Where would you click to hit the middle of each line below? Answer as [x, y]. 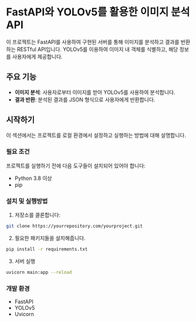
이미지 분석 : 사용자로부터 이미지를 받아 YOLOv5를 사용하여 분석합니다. [95, 92]
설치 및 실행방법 [27, 201]
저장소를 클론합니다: [37, 215]
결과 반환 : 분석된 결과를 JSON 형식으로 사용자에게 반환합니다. [85, 99]
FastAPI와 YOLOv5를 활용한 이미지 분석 [98, 12]
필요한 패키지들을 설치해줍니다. [50, 238]
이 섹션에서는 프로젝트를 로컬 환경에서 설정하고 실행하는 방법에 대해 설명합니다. [96, 135]
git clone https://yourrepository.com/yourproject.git [75, 226]
